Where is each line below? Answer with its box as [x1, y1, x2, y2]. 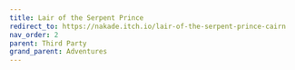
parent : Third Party [9, 38, 88, 48]
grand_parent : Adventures [9, 47, 107, 56]
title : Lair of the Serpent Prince [9, 13, 144, 23]
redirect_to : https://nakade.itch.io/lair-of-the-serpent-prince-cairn [9, 22, 286, 31]
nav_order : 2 [9, 30, 59, 39]
